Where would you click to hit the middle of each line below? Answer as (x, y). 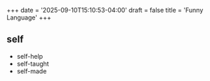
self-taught (33, 64)
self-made (32, 71)
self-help (30, 56)
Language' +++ (29, 17)
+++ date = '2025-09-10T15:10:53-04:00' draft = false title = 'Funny (105, 10)
